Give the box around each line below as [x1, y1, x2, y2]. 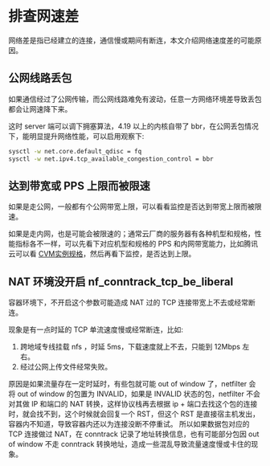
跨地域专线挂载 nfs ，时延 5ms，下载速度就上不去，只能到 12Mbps [19, 342, 241, 352]
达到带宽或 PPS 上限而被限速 [8, 178, 150, 193]
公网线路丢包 [8, 72, 72, 85]
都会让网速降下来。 [8, 104, 72, 113]
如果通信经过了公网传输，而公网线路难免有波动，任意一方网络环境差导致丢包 [8, 94, 262, 104]
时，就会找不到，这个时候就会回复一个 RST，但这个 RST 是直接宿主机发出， [8, 409, 260, 419]
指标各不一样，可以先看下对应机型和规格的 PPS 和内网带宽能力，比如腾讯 [14, 239, 259, 249]
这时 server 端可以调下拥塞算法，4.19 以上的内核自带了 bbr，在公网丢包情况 [8, 121, 260, 131]
